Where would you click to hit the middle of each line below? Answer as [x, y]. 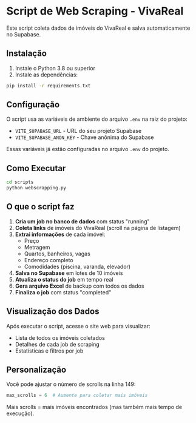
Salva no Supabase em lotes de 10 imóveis [69, 273]
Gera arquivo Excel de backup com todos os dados [79, 286]
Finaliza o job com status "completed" [63, 292]
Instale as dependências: [46, 75]
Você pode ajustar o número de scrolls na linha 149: [71, 384]
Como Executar [36, 168]
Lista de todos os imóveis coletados [60, 337]
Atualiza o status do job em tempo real [64, 279]
